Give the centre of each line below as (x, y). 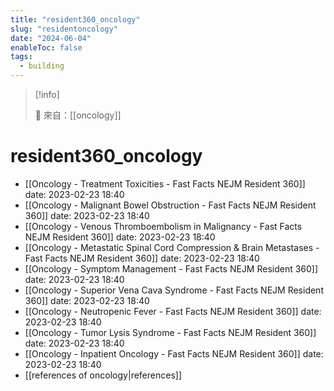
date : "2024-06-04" (51, 38)
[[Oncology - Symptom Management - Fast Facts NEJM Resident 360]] (171, 268)
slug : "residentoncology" (64, 29)
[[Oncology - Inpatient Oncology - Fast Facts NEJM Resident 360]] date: (174, 353)
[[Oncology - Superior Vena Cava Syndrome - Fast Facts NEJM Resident (174, 290)
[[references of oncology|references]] (103, 375)
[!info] (47, 94)
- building (42, 66)
